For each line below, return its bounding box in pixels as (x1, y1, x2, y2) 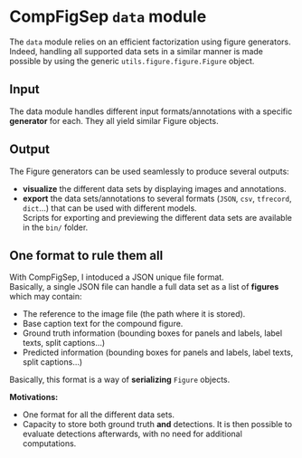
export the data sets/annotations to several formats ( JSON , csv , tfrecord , (22, 193, 292, 204)
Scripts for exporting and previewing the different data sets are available (22, 212, 292, 223)
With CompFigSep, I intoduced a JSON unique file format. (9, 272, 224, 282)
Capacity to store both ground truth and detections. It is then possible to (22, 419, 292, 430)
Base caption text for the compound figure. (22, 319, 184, 329)
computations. (22, 438, 77, 449)
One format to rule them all (9, 247, 164, 263)
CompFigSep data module (9, 6, 207, 27)
